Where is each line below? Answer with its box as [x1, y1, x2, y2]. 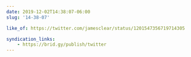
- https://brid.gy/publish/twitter [17, 41, 107, 48]
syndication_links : [6, 36, 56, 42]
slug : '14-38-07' [6, 14, 50, 20]
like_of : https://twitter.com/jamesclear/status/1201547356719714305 [6, 25, 186, 31]
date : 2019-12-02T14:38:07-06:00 [6, 8, 91, 15]
